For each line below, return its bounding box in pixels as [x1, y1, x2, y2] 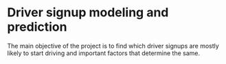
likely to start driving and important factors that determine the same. [7, 49, 201, 57]
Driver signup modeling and [7, 5, 169, 20]
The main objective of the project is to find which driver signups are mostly [7, 42, 220, 50]
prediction [7, 19, 67, 35]
